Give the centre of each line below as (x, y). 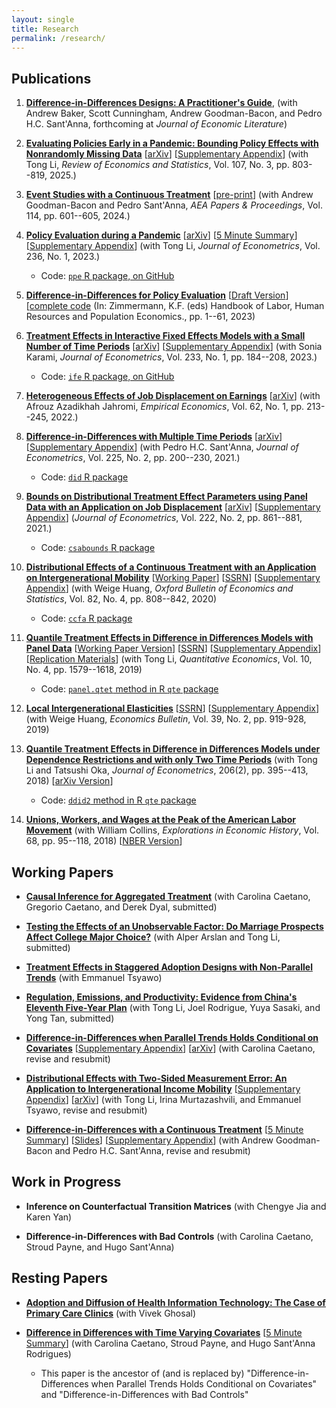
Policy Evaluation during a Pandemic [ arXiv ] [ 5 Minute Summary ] (161, 235)
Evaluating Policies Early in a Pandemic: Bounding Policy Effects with (172, 143)
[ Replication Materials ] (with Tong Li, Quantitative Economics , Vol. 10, (169, 659)
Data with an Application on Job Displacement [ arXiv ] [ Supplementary (173, 507)
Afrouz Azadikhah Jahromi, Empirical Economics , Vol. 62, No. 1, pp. (165, 407)
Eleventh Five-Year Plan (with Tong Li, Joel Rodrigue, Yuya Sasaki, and (173, 1007)
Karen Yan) (49, 1217)
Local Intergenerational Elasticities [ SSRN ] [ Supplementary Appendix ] (172, 708)
